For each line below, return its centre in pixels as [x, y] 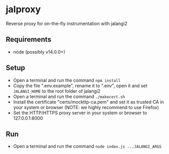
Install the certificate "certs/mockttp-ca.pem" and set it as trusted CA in [89, 102]
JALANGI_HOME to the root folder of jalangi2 [57, 91]
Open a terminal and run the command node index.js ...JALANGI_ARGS [87, 146]
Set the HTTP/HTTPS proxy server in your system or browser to [80, 113]
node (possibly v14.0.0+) [39, 52]
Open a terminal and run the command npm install [67, 80]
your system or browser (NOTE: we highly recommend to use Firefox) [86, 107]
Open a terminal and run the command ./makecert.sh [69, 96]
